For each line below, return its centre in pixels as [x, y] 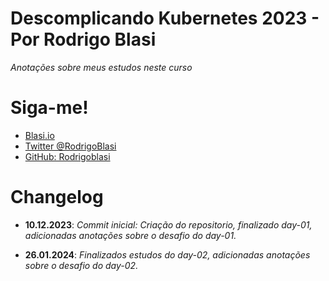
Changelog [57, 197]
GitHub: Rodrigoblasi [67, 156]
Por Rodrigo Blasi [83, 39]
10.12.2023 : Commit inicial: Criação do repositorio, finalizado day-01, [168, 224]
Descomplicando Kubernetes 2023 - [165, 18]
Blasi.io [39, 135]
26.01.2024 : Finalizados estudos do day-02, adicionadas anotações [167, 254]
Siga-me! [49, 108]
